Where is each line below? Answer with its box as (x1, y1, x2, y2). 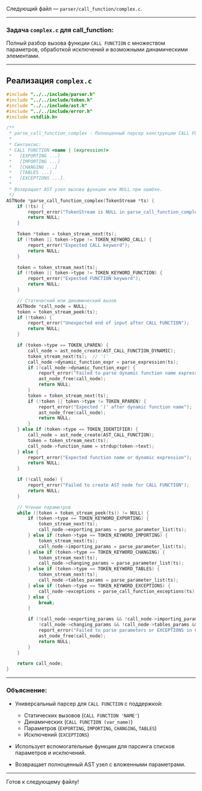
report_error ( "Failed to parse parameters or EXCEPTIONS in (38, 627, 192, 634)
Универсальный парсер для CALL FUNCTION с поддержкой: (14, 700, 163, 707)
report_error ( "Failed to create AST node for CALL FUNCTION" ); (28, 482, 189, 488)
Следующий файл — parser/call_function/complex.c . (6, 5, 142, 12)
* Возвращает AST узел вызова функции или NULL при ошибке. (8, 186, 163, 192)
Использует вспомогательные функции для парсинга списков (14, 742, 175, 750)
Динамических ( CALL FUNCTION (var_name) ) (23, 718, 133, 725)
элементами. (6, 52, 40, 60)
